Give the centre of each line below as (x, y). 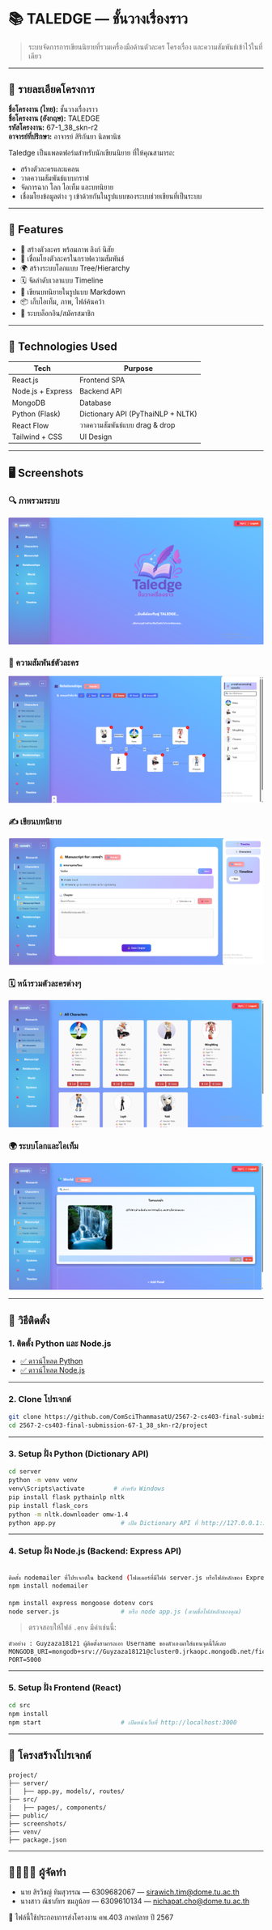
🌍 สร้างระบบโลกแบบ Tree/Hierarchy (75, 268)
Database (96, 403)
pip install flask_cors (49, 1506)
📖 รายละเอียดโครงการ (52, 89)
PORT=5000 (25, 1659)
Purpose (139, 368)
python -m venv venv (43, 1481)
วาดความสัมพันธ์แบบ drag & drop (127, 425)
